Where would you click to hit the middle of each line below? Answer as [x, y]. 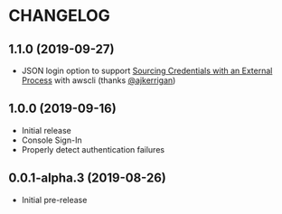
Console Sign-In [52, 140]
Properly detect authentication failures [93, 149]
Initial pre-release [54, 200]
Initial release [46, 130]
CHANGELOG [59, 16]
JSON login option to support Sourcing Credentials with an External [147, 70]
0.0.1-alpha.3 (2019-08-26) [87, 178]
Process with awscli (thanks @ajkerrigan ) [99, 80]
